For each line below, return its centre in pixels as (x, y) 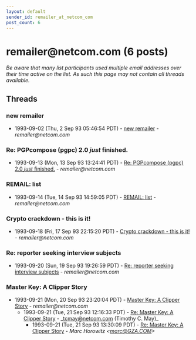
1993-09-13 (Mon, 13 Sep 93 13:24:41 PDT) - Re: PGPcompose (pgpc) (99, 163)
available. (18, 81)
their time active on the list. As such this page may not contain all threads (95, 74)
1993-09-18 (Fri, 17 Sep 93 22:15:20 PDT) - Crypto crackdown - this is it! (102, 231)
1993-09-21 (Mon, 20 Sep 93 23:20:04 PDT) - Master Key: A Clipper (97, 300)
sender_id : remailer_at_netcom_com (50, 17)
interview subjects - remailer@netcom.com (67, 272)
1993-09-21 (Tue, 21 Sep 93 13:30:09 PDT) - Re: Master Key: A (108, 325)
